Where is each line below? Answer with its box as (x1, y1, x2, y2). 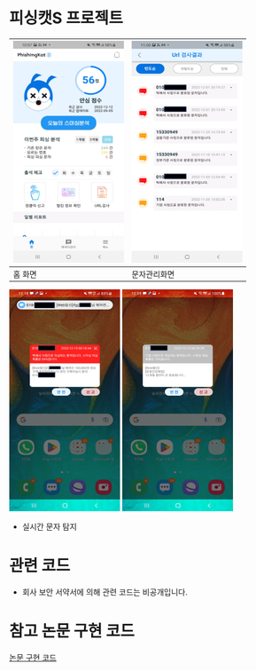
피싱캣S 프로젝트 (9, 8, 124, 28)
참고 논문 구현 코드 (9, 621, 135, 642)
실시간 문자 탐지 (21, 521, 77, 533)
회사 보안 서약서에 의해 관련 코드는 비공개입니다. (21, 587, 188, 597)
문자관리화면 (131, 268, 175, 280)
